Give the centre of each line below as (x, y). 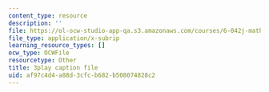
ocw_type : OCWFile (39, 53)
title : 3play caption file (53, 68)
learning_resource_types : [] (57, 46)
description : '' (35, 23)
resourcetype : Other (43, 61)
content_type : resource (48, 16)
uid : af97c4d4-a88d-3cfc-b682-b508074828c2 (82, 75)
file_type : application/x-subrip (64, 38)
